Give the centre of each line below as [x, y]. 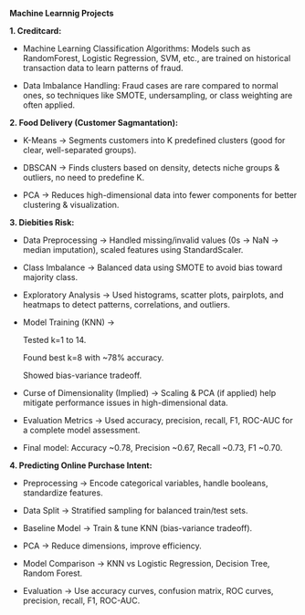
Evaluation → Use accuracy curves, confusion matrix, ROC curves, [148, 591]
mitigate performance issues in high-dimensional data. [125, 402]
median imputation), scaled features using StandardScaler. [133, 250]
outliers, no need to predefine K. [83, 177]
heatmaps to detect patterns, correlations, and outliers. [126, 304]
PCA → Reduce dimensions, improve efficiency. [112, 546]
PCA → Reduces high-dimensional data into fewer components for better [160, 195]
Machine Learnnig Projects [62, 13]
